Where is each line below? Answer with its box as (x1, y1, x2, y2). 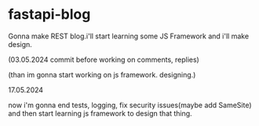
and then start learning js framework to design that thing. (8, 108, 192, 118)
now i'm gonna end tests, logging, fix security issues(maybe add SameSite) (8, 100, 253, 110)
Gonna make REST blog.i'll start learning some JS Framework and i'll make (8, 31, 250, 41)
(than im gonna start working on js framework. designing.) (8, 70, 196, 79)
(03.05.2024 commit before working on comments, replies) (8, 55, 200, 64)
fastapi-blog (8, 5, 91, 23)
